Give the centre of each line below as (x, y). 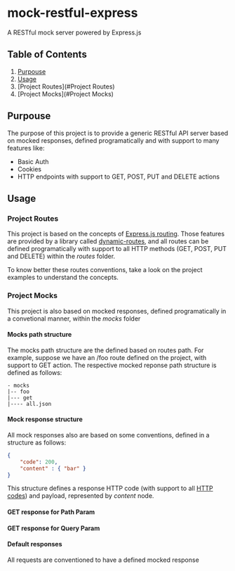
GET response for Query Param (54, 528)
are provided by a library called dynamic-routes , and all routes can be (108, 241)
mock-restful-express (73, 13)
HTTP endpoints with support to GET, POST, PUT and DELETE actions (118, 177)
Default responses (35, 544)
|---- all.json (29, 404)
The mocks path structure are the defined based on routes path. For (106, 350)
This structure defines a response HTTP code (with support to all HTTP (110, 488)
